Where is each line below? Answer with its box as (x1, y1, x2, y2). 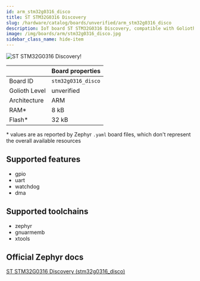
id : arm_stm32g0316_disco (6, 8, 70, 15)
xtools (14, 235, 30, 242)
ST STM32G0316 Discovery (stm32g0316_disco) (6, 268, 126, 275)
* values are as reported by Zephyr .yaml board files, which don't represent (6, 131, 191, 138)
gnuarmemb (14, 229, 45, 236)
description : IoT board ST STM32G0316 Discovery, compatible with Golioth (6, 25, 196, 32)
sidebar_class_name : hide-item (6, 36, 84, 42)
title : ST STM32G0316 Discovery (6, 14, 86, 20)
